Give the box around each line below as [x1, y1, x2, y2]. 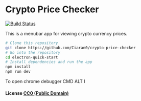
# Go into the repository [5, 50, 60, 55]
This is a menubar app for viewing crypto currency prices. [5, 30, 128, 36]
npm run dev [5, 69, 31, 74]
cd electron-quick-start [5, 55, 58, 60]
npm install [5, 64, 31, 70]
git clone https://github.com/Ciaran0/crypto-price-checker [5, 45, 136, 50]
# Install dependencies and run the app [5, 59, 93, 65]
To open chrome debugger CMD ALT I [5, 78, 85, 85]
